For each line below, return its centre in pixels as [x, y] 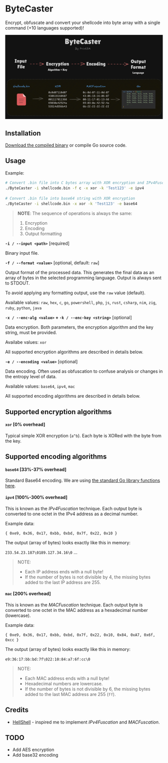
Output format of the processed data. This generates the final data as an [80, 273]
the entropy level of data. [31, 377]
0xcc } [12, 640]
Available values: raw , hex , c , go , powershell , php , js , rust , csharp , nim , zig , [81, 303]
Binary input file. [22, 253]
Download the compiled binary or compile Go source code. [66, 145]
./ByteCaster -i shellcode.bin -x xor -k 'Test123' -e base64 [71, 204]
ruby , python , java [23, 308]
